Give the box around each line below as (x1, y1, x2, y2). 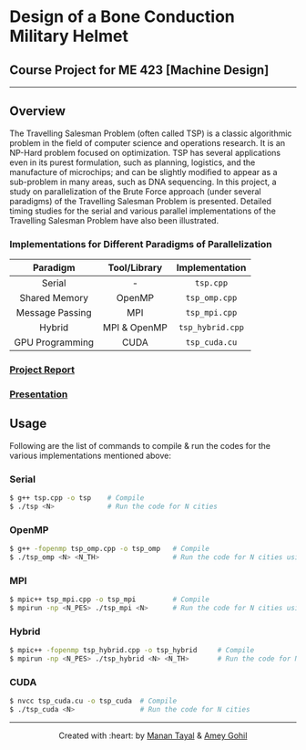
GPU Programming (14, 336, 94, 349)
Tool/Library (107, 262, 163, 275)
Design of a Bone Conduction (9, 6, 235, 27)
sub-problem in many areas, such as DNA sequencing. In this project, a (9, 176, 277, 187)
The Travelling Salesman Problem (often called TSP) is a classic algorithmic (9, 128, 292, 139)
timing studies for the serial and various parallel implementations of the (9, 205, 276, 216)
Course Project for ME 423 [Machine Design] (9, 62, 270, 78)
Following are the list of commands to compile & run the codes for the (9, 440, 271, 451)
